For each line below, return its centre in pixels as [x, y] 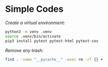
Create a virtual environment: [35, 23]
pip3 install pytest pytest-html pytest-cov [52, 41]
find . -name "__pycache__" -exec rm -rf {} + [54, 59]
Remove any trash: [24, 50]
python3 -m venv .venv [28, 32]
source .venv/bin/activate [33, 36]
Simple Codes [34, 9]
